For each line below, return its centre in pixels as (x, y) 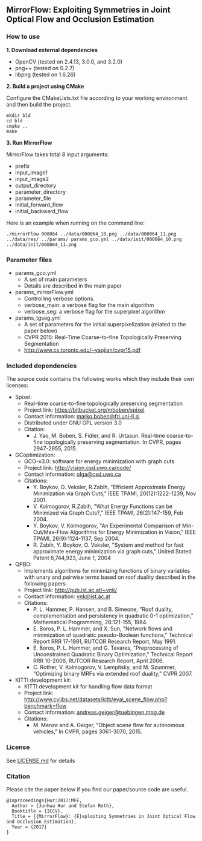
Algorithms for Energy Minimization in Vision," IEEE (133, 532)
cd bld (14, 120)
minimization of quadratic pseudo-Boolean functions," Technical (113, 635)
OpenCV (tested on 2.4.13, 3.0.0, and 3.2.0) (68, 61)
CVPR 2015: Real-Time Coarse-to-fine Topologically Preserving (103, 337)
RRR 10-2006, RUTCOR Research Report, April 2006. (98, 661)
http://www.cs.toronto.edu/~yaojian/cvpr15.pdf (82, 350)
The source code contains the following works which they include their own (100, 379)
